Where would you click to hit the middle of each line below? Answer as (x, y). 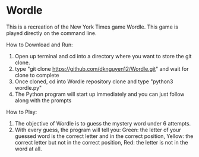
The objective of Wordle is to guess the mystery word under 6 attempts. (103, 123)
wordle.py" (28, 87)
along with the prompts (43, 100)
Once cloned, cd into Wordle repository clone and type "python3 (94, 81)
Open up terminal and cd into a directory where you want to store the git (103, 56)
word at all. (28, 149)
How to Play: (22, 112)
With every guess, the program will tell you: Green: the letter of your (98, 130)
